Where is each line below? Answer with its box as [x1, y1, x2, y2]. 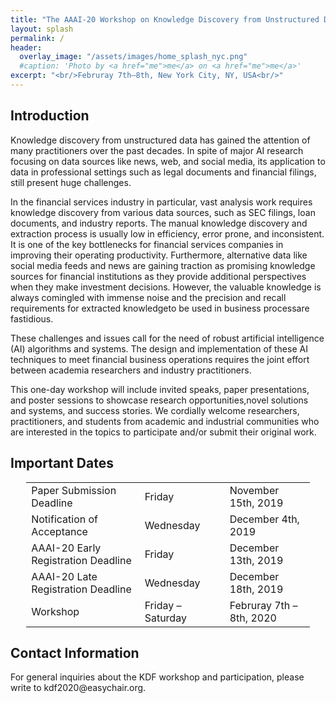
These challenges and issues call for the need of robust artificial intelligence [10, 332, 325, 344]
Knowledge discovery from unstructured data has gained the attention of [10, 134, 311, 146]
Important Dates [10, 455, 114, 472]
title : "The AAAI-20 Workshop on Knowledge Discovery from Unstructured [10, 14, 320, 25]
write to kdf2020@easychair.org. [10, 682, 147, 694]
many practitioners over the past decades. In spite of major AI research [10, 144, 304, 156]
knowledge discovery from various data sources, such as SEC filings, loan [10, 206, 316, 218]
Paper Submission [31, 483, 117, 497]
